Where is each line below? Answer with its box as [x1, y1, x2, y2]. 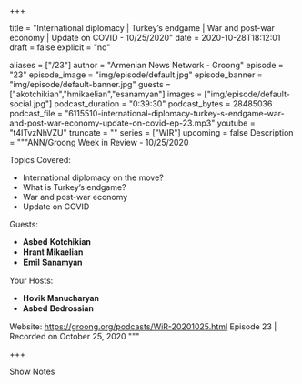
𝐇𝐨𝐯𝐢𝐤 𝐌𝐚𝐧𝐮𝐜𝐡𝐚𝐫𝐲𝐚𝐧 [22, 293, 100, 303]
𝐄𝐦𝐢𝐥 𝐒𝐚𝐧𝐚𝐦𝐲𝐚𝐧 [22, 257, 83, 268]
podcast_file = [9, 108, 64, 118]
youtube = [216, 117, 257, 128]
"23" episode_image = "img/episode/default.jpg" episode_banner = [9, 69, 263, 80]
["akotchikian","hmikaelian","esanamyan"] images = [9, 88, 203, 99]
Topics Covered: [9, 155, 71, 165]
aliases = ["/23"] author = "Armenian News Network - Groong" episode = [9, 60, 284, 70]
